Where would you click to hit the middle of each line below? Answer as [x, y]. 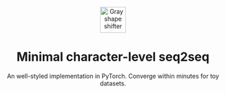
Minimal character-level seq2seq [113, 57]
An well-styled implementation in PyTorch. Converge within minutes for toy [113, 76]
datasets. [113, 83]
